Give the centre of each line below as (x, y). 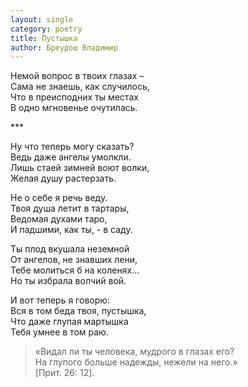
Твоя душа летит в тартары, (70, 208)
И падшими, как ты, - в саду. (71, 230)
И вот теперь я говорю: (60, 300)
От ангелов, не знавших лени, (74, 260)
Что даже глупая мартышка (69, 322)
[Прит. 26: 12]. (64, 373)
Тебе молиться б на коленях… (75, 270)
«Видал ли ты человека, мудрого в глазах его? (134, 352)
